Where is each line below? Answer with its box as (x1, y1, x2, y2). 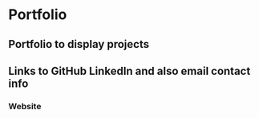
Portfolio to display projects (8, 37, 150, 51)
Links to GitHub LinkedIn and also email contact (8, 64, 251, 77)
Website (8, 100, 42, 112)
